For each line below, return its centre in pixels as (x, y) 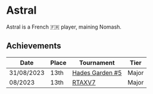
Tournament (97, 62)
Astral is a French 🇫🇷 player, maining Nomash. (64, 27)
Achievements (34, 46)
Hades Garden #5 (97, 73)
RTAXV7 (84, 82)
